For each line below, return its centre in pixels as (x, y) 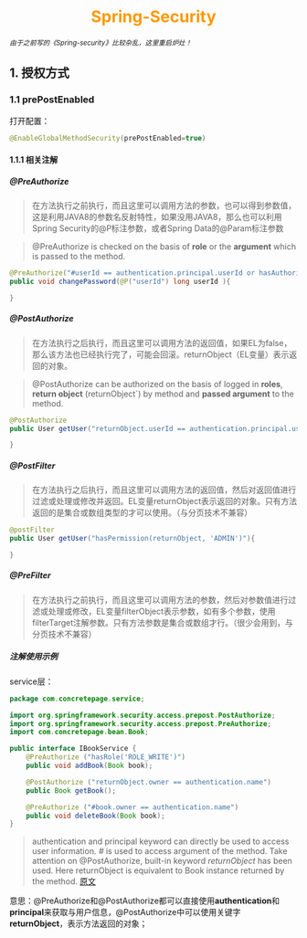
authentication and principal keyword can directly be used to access (160, 841)
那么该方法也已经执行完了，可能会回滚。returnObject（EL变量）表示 (160, 354)
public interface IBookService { (73, 749)
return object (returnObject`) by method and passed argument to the (163, 394)
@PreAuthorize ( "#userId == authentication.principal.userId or (132, 273)
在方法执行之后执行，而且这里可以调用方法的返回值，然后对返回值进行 (164, 490)
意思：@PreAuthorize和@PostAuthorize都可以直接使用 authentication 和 (145, 901)
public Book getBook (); (71, 790)
